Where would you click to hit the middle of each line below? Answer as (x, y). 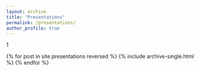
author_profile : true (33, 28)
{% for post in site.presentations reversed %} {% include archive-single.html (100, 56)
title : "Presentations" (36, 17)
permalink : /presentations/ (41, 22)
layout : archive (26, 12)
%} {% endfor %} (28, 63)
